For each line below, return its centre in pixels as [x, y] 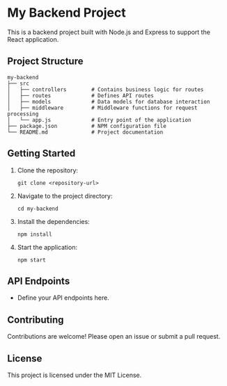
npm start [32, 260]
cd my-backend [38, 209]
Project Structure [45, 62]
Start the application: [47, 247]
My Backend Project [67, 13]
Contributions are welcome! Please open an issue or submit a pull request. [114, 337]
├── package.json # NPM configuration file [87, 126]
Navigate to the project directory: [65, 195]
